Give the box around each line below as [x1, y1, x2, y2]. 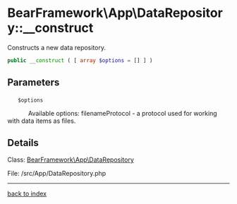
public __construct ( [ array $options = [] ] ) [7, 56, 153, 64]
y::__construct [7, 20, 94, 36]
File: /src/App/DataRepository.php [7, 169, 107, 178]
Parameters [7, 76, 60, 89]
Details [7, 137, 39, 149]
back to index [7, 189, 47, 198]
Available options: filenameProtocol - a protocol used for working [28, 109, 217, 117]
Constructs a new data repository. [7, 43, 106, 52]
